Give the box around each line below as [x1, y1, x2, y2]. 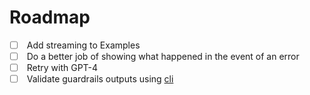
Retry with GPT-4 [26, 62, 99, 74]
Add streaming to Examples [26, 39, 141, 51]
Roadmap [9, 6, 91, 29]
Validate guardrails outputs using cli [26, 73, 174, 85]
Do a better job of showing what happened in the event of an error [26, 51, 300, 62]
